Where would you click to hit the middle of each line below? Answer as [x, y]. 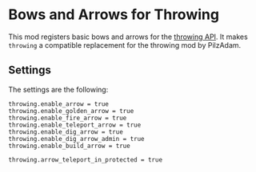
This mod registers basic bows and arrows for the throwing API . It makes [128, 37]
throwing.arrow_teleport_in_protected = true [85, 160]
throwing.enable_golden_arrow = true [71, 111]
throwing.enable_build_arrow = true [69, 146]
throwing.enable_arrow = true [59, 104]
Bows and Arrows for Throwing [114, 15]
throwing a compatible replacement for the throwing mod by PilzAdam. [125, 45]
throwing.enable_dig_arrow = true [66, 132]
